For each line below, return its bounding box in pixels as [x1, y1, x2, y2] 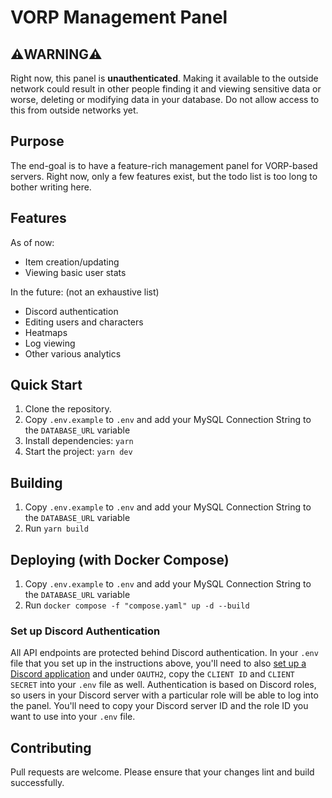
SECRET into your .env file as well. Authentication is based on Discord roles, [10, 679, 317, 691]
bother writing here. [10, 181, 92, 193]
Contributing [10, 739, 92, 756]
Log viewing [24, 337, 76, 349]
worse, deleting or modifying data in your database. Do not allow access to [10, 94, 320, 105]
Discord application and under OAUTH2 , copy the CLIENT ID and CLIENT [10, 668, 295, 680]
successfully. [10, 777, 65, 789]
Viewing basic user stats [24, 266, 127, 278]
